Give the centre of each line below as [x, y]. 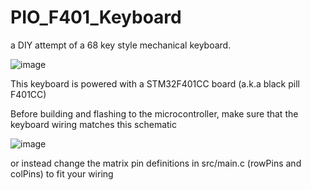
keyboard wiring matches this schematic [93, 124]
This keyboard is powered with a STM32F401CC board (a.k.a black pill [155, 83]
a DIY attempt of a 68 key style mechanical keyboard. [121, 45]
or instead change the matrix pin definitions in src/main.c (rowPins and [156, 163]
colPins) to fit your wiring [62, 173]
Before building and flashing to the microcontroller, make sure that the [154, 113]
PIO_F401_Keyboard [96, 17]
